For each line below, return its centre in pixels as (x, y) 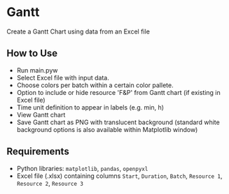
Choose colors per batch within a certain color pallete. (95, 85)
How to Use (32, 53)
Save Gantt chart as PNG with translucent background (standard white (118, 122)
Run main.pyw (37, 70)
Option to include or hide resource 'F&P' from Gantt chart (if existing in (119, 92)
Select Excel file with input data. (63, 77)
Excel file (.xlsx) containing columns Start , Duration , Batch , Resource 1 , (119, 176)
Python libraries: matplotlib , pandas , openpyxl (82, 168)
